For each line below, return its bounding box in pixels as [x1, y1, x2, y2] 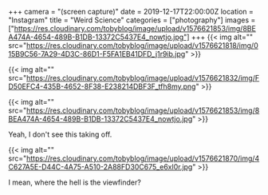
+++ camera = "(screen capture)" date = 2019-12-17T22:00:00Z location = [8, 7, 254, 16]
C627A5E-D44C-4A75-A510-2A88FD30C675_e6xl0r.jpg [8, 162, 193, 171]
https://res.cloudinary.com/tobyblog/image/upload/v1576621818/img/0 [26, 41, 258, 50]
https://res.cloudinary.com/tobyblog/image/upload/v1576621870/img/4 [26, 153, 260, 163]
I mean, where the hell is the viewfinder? [8, 177, 141, 187]
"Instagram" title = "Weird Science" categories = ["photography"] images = [8, 15, 256, 25]
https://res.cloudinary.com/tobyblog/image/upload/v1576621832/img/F [26, 74, 260, 82]
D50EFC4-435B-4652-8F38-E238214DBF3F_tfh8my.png [8, 82, 196, 91]
